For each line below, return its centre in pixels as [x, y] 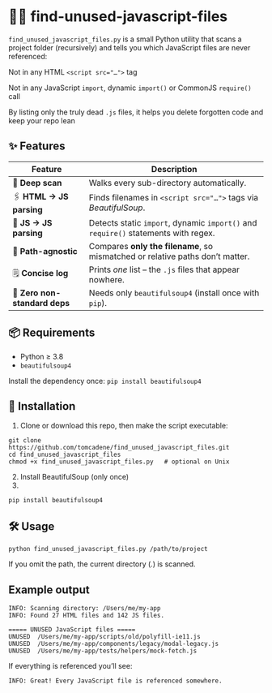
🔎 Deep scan [37, 183]
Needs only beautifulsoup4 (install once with [174, 293]
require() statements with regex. [152, 233]
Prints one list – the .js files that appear [164, 269]
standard [30, 303]
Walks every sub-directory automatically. [168, 183]
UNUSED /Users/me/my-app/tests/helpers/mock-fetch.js [103, 651]
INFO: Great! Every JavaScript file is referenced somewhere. [115, 681]
